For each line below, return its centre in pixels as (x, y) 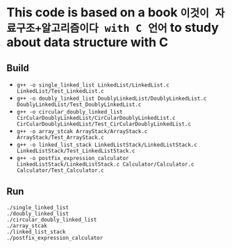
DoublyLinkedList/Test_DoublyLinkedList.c (79, 105)
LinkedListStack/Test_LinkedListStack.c (76, 151)
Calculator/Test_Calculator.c (60, 170)
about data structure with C (88, 43)
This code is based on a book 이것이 (108, 13)
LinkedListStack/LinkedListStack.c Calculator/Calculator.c (105, 164)
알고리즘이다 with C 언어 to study (130, 28)
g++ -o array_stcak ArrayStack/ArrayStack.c (82, 132)
